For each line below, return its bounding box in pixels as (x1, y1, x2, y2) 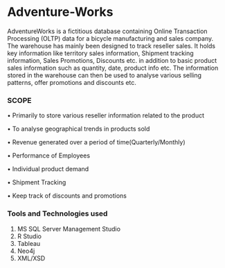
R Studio (17, 232, 42, 240)
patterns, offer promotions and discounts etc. (7, 78, 137, 86)
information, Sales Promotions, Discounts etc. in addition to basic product (7, 56, 217, 64)
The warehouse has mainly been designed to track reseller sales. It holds (7, 41, 216, 50)
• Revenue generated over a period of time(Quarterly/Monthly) (7, 138, 186, 146)
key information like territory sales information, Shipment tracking (7, 49, 194, 57)
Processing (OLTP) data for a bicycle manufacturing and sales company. (7, 34, 214, 42)
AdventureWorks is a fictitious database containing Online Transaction (7, 27, 208, 35)
